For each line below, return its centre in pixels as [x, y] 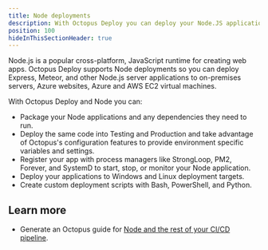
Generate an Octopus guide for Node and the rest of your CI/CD [125, 229]
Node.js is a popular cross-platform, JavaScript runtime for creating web [128, 61]
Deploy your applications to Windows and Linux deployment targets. [132, 177]
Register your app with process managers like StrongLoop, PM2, [126, 160]
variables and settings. [57, 151]
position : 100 [32, 30]
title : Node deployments [49, 16]
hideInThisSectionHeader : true [60, 38]
